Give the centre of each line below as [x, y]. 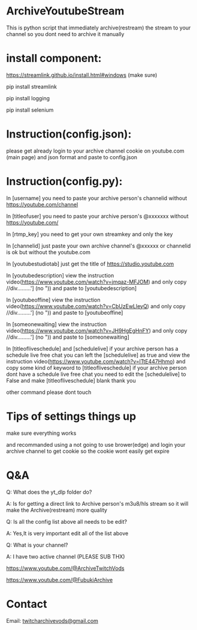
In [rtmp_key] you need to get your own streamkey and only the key [90, 234]
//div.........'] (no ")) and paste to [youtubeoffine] [65, 312]
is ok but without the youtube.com [49, 252]
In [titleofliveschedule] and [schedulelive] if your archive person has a [92, 348]
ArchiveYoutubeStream [65, 11]
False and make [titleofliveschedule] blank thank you [71, 380]
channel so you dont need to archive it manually [65, 34]
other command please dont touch [49, 392]
